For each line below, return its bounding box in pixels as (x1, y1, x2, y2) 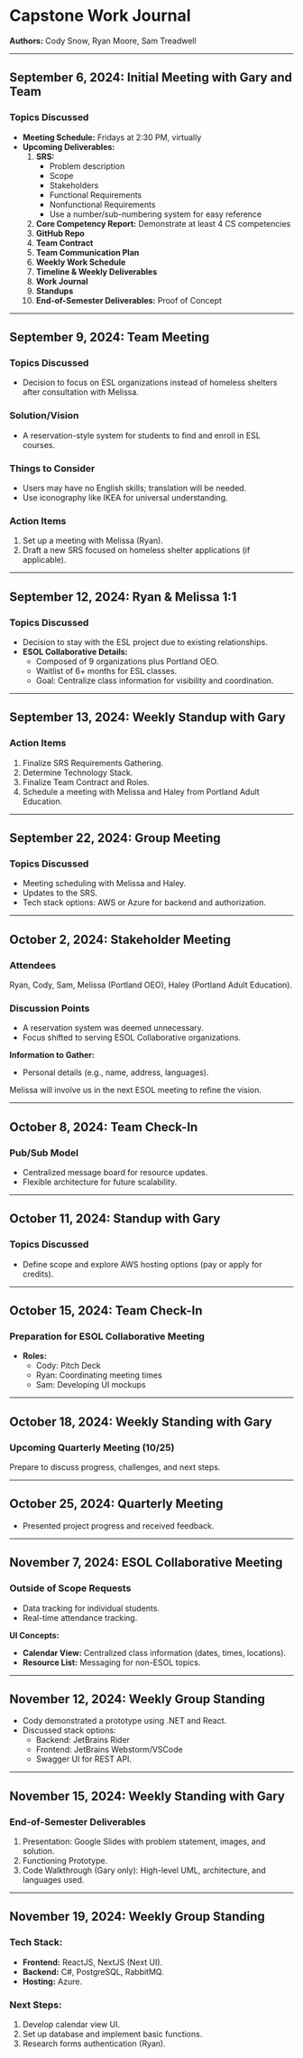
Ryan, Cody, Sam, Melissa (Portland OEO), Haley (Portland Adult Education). (9, 979, 293, 990)
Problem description (49, 160, 125, 172)
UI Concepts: (9, 1630, 60, 1641)
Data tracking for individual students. (22, 1603, 161, 1614)
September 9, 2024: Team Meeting (9, 330, 210, 345)
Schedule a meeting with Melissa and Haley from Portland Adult (22, 786, 260, 797)
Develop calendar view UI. (22, 2018, 121, 2029)
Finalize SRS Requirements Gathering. (22, 757, 164, 768)
